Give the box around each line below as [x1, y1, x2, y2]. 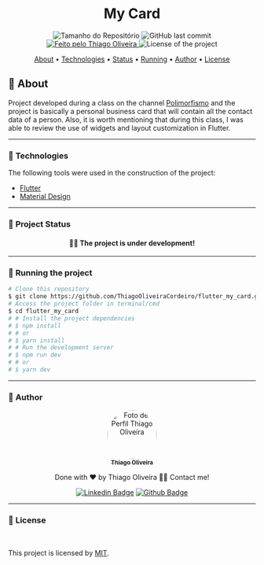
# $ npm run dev [8, 351, 61, 359]
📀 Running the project [8, 268, 93, 279]
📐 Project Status [8, 218, 71, 229]
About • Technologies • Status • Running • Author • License [34, 54, 230, 64]
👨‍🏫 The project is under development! [69, 238, 195, 248]
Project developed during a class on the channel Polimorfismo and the [8, 98, 236, 107]
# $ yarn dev [8, 366, 51, 374]
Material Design [19, 192, 71, 201]
